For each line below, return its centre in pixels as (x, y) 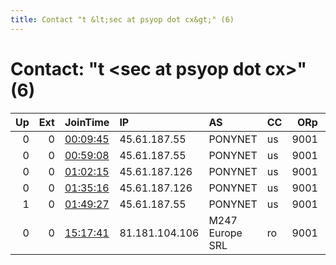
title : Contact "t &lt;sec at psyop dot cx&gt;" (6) (122, 19)
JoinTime (87, 122)
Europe (225, 233)
